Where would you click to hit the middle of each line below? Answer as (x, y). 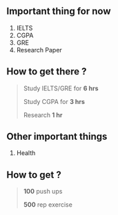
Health (26, 153)
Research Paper (39, 50)
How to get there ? (47, 72)
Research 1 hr (43, 115)
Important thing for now (59, 11)
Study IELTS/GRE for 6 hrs (61, 88)
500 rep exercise (48, 205)
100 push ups (43, 192)
